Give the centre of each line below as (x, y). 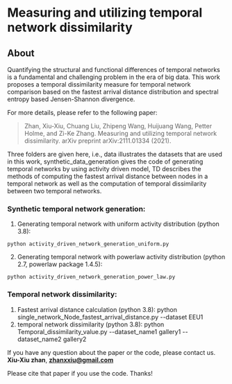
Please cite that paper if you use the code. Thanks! (80, 373)
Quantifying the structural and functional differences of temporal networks (114, 70)
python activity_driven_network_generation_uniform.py (88, 244)
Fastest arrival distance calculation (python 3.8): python (97, 309)
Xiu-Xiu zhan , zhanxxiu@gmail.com (60, 360)
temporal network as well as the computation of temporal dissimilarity (107, 184)
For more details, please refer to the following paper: (82, 113)
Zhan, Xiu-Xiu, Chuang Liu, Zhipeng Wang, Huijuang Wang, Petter (118, 126)
